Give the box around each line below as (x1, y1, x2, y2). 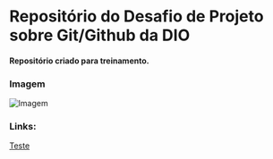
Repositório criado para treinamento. (9, 55, 149, 66)
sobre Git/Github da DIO (9, 25, 191, 46)
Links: (9, 121, 37, 132)
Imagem (9, 78, 47, 90)
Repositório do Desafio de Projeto (9, 6, 264, 27)
